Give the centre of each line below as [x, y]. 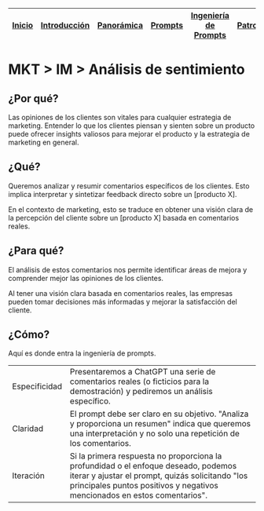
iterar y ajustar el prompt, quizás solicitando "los [159, 476]
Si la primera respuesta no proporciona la [146, 456]
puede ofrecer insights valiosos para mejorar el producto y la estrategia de [129, 134]
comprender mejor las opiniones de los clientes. [86, 278]
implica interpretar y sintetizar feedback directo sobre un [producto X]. [123, 194]
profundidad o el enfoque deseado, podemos [153, 466]
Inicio [23, 25]
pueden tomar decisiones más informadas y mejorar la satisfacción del [123, 301]
